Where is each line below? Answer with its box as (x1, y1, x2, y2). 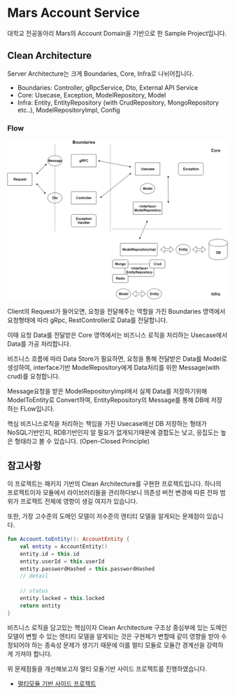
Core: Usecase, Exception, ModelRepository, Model (17, 91, 166, 99)
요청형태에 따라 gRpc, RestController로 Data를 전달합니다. (7, 316, 168, 324)
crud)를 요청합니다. (7, 372, 61, 380)
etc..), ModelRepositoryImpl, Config (17, 105, 120, 114)
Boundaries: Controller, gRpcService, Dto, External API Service (17, 83, 199, 92)
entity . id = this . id (20, 550, 80, 557)
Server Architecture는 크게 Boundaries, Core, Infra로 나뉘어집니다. (7, 69, 194, 78)
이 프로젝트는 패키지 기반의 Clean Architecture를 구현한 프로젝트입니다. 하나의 (7, 479, 222, 488)
